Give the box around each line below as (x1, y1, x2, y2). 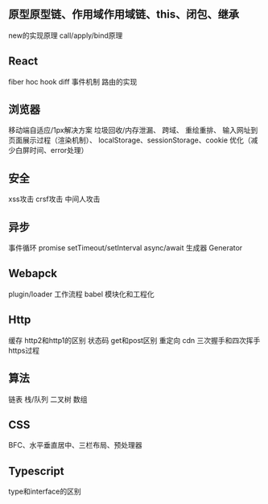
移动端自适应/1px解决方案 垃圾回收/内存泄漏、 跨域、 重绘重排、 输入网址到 (8, 126, 258, 135)
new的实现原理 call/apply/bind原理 (8, 31, 123, 40)
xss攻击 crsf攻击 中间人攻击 (8, 194, 101, 204)
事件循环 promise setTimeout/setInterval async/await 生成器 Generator (8, 243, 243, 253)
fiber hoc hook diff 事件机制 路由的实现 (8, 76, 138, 86)
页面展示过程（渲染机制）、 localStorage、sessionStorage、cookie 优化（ (8, 135, 251, 145)
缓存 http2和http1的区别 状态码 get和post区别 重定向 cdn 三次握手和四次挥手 (8, 335, 261, 345)
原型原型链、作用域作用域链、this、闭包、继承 (8, 7, 240, 22)
